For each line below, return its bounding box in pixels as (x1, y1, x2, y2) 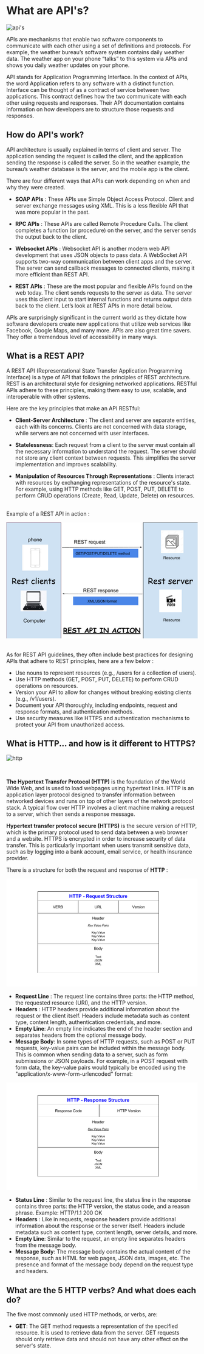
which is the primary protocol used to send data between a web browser (6, 829, 188, 836)
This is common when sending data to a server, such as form (15, 1051, 168, 1058)
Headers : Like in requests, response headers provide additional (15, 1216, 176, 1223)
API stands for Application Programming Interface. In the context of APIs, (6, 73, 189, 80)
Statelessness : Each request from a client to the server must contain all (15, 441, 195, 448)
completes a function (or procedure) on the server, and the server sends (15, 226, 197, 234)
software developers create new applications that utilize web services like (6, 320, 191, 328)
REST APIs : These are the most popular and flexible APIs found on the (15, 282, 192, 290)
